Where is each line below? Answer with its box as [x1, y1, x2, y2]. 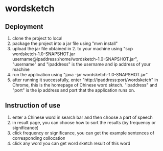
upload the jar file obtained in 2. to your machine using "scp [12, 46, 133, 51]
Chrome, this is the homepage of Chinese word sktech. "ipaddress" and [12, 82, 158, 88]
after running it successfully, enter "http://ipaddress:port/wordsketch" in [12, 77, 158, 83]
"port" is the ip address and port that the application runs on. [12, 87, 136, 93]
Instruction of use [5, 101, 61, 110]
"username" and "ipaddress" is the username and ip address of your [12, 62, 151, 67]
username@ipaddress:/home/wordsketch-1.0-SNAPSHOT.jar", [12, 56, 138, 62]
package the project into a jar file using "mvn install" [12, 41, 118, 46]
